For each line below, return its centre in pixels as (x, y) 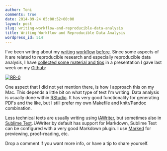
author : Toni (19, 10)
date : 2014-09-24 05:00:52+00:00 (40, 19)
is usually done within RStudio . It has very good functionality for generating (82, 97)
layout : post (19, 24)
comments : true (21, 14)
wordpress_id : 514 (24, 38)
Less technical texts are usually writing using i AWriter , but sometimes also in (83, 118)
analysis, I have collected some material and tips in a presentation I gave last (83, 62)
